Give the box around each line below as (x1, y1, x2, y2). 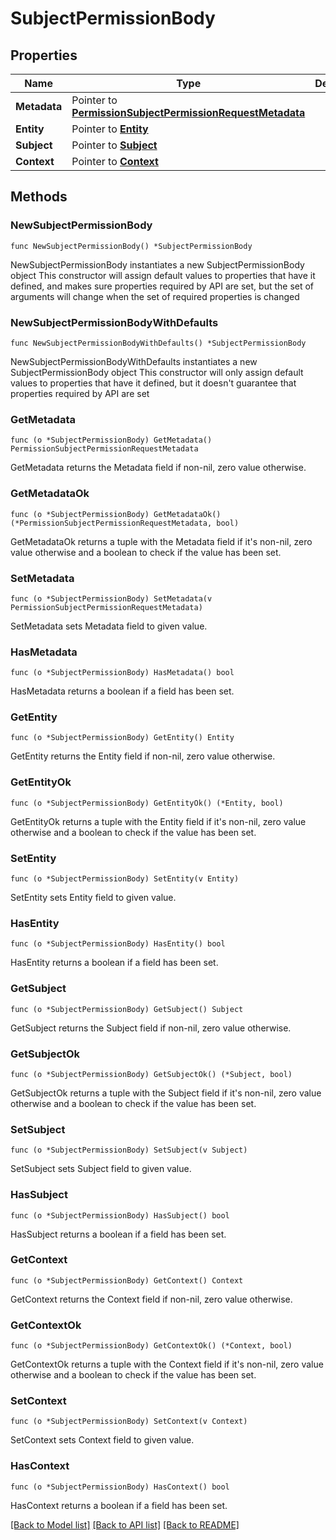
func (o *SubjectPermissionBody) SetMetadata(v (10, 593, 213, 604)
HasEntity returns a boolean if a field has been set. (10, 957, 219, 969)
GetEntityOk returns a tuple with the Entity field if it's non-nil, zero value (10, 815, 307, 827)
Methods (10, 188, 68, 206)
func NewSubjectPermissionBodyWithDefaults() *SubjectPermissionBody (10, 338, 307, 348)
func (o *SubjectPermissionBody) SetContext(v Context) (10, 1417, 248, 1427)
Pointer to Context (71, 155, 159, 168)
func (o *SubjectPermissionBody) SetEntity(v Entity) (10, 874, 240, 884)
